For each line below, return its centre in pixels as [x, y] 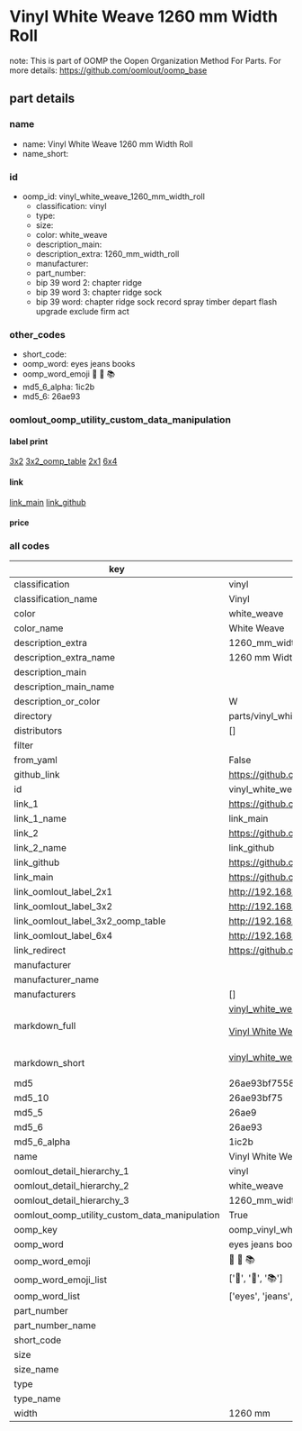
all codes [30, 546]
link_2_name [40, 848]
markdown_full [45, 1026]
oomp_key [36, 1230]
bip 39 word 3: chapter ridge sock [99, 292]
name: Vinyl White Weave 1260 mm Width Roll [107, 144]
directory [33, 716]
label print [29, 441]
